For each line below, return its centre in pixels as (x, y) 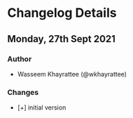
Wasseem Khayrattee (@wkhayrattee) (72, 74)
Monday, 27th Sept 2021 (61, 39)
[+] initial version (42, 107)
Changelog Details (62, 13)
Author (20, 59)
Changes (23, 92)
